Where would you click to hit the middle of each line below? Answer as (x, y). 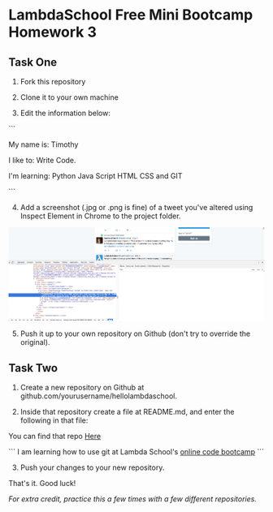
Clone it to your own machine (69, 97)
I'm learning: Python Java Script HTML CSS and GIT (95, 176)
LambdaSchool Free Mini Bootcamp (131, 15)
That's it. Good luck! (42, 484)
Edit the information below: (65, 113)
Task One (33, 62)
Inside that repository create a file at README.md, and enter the (127, 412)
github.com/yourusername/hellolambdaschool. (98, 396)
